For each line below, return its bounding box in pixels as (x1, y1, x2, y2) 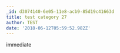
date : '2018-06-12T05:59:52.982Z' (6, 25, 91, 31)
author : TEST (6, 19, 38, 25)
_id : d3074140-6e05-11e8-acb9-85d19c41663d (6, 8, 115, 15)
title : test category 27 (6, 14, 67, 20)
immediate (6, 41, 32, 48)
